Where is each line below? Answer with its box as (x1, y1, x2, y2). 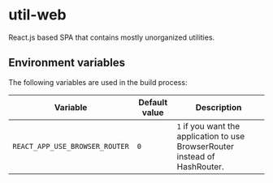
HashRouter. (176, 160, 225, 172)
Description (195, 101, 242, 113)
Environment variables (8, 56, 126, 70)
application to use (176, 130, 245, 142)
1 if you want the (176, 120, 240, 131)
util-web (8, 6, 67, 24)
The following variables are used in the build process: (8, 77, 188, 87)
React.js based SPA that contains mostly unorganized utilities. (8, 32, 215, 42)
